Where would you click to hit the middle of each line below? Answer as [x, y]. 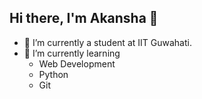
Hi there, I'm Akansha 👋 [84, 18]
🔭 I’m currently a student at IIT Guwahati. [107, 42]
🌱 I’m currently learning [72, 53]
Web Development [77, 63]
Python [53, 74]
